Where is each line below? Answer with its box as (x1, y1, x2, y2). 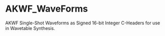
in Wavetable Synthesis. (5, 25, 56, 31)
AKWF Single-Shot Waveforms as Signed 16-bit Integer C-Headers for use (5, 20, 160, 26)
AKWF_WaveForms (5, 3, 88, 15)
